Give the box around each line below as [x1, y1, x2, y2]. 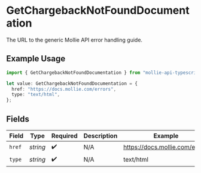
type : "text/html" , [11, 91, 60, 98]
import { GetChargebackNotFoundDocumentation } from [6, 70, 141, 76]
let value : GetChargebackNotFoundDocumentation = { [6, 80, 138, 86]
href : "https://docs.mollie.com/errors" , [11, 86, 117, 92]
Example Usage [6, 53, 66, 64]
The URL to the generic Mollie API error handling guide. [6, 36, 142, 43]
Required [51, 132, 78, 140]
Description [83, 132, 118, 140]
